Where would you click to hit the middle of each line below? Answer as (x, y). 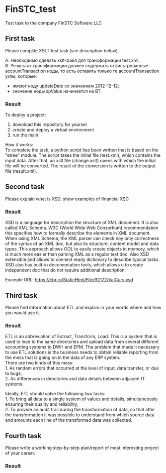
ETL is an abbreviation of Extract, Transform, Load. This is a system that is (81, 337)
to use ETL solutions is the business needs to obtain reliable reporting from (82, 353)
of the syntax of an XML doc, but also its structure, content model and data (82, 244)
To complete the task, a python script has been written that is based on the (82, 150)
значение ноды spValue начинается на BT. (57, 91)
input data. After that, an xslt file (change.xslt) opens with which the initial (81, 161)
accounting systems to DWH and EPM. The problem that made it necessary (83, 347)
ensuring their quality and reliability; (42, 404)
